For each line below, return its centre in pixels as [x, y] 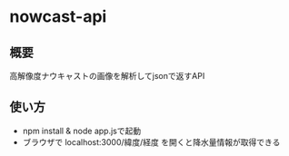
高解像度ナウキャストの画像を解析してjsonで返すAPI [107, 76]
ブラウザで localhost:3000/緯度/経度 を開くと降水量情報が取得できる [151, 141]
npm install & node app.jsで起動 [82, 131]
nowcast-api [58, 17]
